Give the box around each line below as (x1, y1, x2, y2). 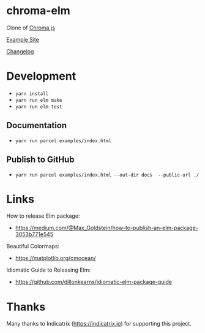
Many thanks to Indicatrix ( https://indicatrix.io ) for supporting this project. (6, 320, 192, 327)
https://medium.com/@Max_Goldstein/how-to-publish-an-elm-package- (15, 224, 199, 232)
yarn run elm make (15, 97, 62, 103)
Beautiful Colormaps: (6, 243, 60, 250)
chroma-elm (6, 4, 70, 18)
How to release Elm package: (6, 212, 80, 220)
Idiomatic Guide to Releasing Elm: (6, 266, 91, 274)
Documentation (6, 120, 67, 131)
